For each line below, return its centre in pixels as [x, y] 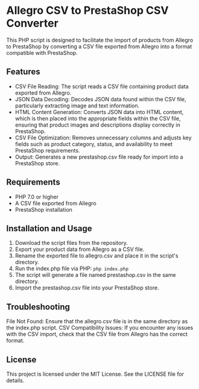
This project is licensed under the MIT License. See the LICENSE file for [95, 374]
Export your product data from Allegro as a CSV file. [80, 249]
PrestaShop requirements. [47, 150]
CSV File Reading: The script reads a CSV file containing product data [102, 86]
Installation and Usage [49, 228]
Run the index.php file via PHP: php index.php [71, 268]
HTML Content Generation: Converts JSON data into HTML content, [99, 112]
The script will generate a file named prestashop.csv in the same [95, 275]
